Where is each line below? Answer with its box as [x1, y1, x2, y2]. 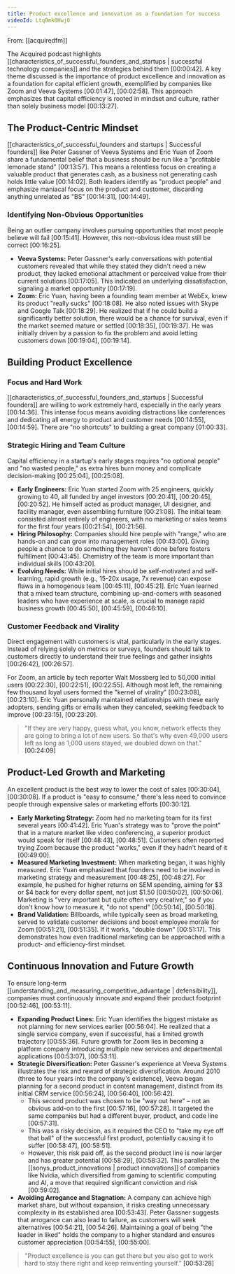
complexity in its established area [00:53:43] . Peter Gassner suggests [17, 1208, 219, 1217]
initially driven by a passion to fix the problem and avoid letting [17, 328, 198, 337]
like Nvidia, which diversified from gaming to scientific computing [27, 1170, 217, 1179]
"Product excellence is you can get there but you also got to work [24, 1251, 213, 1260]
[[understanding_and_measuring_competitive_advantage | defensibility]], [7, 986, 218, 995]
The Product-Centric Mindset [7, 122, 138, 134]
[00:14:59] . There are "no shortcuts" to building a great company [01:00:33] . [7, 423, 228, 431]
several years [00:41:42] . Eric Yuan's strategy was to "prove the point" [17, 820, 221, 829]
